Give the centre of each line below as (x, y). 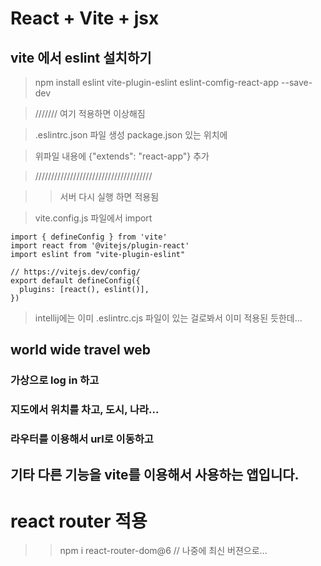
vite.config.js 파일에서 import (93, 218)
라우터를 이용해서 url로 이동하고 (82, 439)
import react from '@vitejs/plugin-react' (100, 246)
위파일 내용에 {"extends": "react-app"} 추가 (122, 156)
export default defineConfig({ (75, 281)
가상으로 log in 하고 (55, 380)
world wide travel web (80, 350)
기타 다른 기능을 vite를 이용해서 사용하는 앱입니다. (155, 474)
